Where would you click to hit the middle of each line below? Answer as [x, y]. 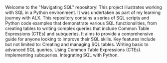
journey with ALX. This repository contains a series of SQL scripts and [77, 18]
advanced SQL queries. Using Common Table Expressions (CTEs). [73, 50]
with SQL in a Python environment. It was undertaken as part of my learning [83, 12]
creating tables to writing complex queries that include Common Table [77, 28]
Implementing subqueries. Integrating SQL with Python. [62, 55]
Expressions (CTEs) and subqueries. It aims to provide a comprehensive [79, 34]
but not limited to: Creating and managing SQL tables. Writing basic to [77, 44]
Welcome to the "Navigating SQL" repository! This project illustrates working [83, 7]
